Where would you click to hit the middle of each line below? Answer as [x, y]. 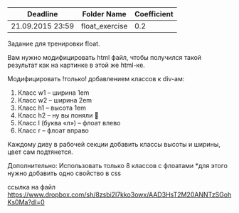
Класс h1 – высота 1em [52, 108]
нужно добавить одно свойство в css [64, 173]
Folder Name [104, 14]
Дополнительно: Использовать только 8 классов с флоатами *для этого [117, 166]
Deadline [43, 14]
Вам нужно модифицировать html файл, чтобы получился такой [104, 57]
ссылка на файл [31, 187]
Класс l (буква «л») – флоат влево [69, 123]
